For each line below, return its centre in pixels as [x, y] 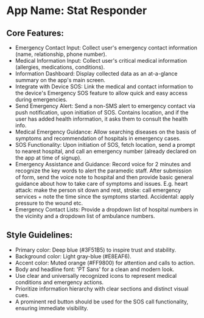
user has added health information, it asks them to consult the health [101, 119]
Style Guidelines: [40, 235]
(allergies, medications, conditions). [60, 67]
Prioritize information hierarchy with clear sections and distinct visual [102, 288]
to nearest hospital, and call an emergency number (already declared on [106, 151]
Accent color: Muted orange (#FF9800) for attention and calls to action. [105, 263]
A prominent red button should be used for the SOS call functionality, [102, 302]
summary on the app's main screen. [60, 80]
